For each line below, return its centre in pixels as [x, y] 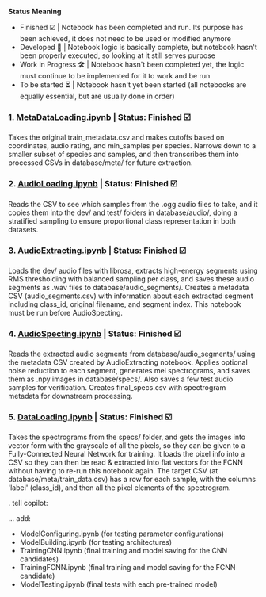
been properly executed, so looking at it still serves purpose [118, 55]
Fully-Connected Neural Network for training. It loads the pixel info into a [127, 454]
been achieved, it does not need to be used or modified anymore [125, 38]
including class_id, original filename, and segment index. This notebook [125, 304]
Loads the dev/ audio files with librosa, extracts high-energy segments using [133, 270]
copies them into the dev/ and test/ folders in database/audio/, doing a [123, 212]
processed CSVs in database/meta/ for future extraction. [101, 163]
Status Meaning [35, 11]
